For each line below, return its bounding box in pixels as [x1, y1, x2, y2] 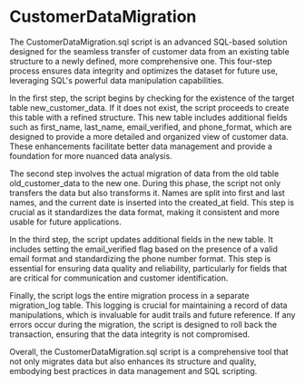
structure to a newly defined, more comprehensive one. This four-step [9, 55, 272, 66]
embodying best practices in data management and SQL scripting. [9, 365, 258, 376]
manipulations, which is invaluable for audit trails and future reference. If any [9, 309, 296, 320]
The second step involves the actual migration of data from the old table [9, 168, 280, 179]
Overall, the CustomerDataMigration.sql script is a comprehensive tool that [9, 346, 289, 357]
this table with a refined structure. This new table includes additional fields [9, 112, 288, 123]
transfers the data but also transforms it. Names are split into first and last [9, 187, 286, 198]
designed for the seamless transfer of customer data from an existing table [9, 45, 290, 56]
